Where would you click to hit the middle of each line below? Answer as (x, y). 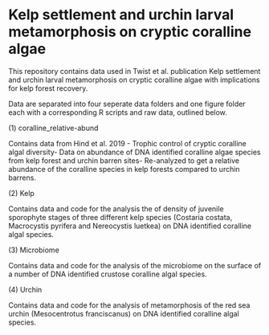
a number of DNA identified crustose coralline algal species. (108, 274)
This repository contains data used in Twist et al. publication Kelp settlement (134, 71)
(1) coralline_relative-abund (53, 128)
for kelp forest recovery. (48, 88)
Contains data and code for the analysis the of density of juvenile (116, 208)
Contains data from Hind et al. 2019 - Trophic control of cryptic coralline (127, 143)
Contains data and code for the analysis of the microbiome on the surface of (135, 265)
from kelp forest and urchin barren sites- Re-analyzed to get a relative (124, 160)
